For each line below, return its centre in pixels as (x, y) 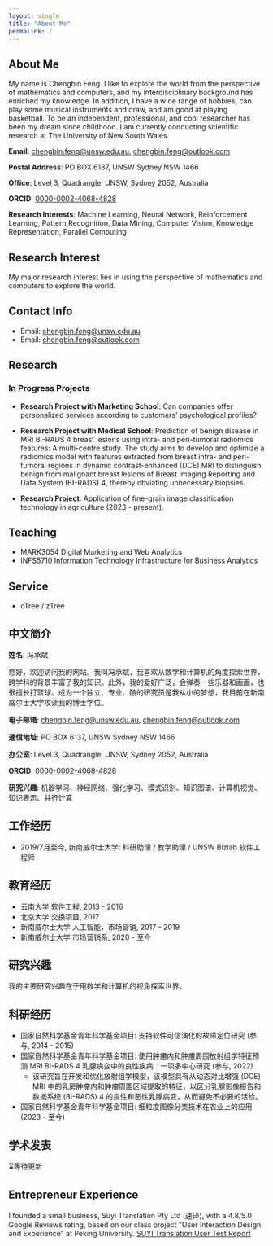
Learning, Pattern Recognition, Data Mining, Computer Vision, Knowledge (131, 223)
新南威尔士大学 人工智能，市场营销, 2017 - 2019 (100, 927)
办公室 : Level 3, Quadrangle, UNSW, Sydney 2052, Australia (108, 754)
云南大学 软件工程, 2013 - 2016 (71, 906)
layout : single (34, 16)
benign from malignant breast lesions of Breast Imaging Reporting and (138, 474)
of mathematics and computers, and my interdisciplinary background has (131, 92)
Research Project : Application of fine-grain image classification (127, 498)
